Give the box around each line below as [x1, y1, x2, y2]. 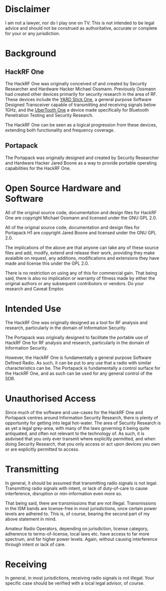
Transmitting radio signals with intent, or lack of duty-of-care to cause [5, 485, 148, 491]
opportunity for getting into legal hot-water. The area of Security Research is [5, 420, 161, 426]
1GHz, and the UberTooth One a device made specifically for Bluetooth [5, 107, 149, 113]
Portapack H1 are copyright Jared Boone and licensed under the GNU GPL [5, 230, 157, 236]
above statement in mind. [5, 516, 57, 522]
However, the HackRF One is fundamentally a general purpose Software [5, 355, 152, 360]
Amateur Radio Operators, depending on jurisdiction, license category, [5, 526, 149, 532]
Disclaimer [5, 3, 50, 15]
